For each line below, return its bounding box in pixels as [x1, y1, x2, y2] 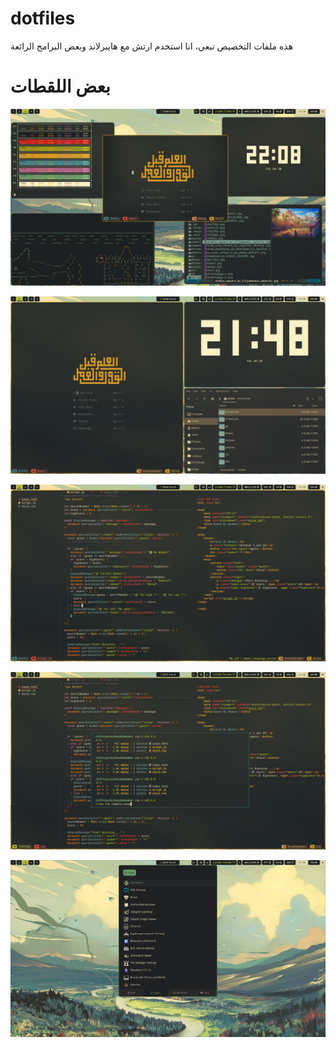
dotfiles [10, 7, 76, 30]
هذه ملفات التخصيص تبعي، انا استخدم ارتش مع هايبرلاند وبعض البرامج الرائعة [10, 40, 294, 52]
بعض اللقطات [10, 75, 111, 98]
